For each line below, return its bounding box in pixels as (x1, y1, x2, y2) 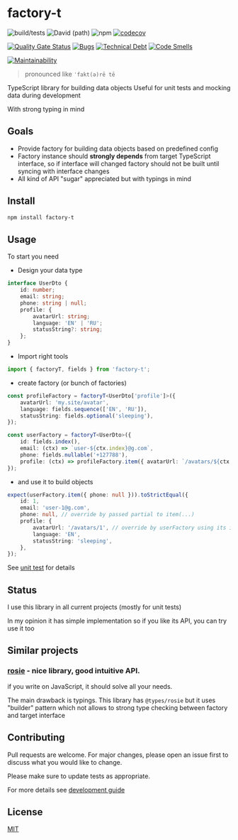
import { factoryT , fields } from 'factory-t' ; (7, 366, 151, 373)
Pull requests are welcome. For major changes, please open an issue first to (7, 751, 229, 759)
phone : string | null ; (20, 300, 87, 307)
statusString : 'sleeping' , (33, 538, 113, 545)
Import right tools (17, 352, 69, 360)
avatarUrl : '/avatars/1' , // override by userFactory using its (33, 524, 227, 531)
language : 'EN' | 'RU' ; (33, 320, 103, 327)
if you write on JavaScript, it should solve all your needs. (7, 682, 173, 690)
